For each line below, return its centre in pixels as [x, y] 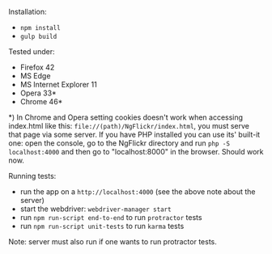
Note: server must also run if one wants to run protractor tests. [113, 241]
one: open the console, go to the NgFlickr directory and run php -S [119, 143]
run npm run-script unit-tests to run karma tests [102, 226]
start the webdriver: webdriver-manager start [96, 209]
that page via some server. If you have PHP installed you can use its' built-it [134, 134]
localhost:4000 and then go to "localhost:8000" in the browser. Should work [136, 152]
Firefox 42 [37, 67]
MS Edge [35, 76]
